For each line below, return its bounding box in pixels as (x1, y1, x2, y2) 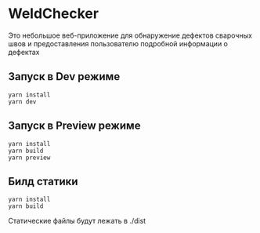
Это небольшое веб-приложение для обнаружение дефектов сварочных (8, 31, 253, 40)
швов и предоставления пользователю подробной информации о (8, 38, 229, 48)
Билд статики (8, 174, 78, 188)
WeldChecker (8, 5, 99, 23)
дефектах (8, 47, 40, 56)
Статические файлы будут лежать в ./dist (8, 217, 146, 226)
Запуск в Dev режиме (8, 70, 121, 83)
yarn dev (8, 97, 37, 106)
